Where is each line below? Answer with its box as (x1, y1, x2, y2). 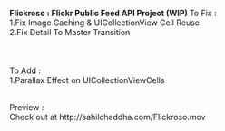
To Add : (9, 65, 42, 76)
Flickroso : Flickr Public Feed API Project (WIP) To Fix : (9, 8, 217, 18)
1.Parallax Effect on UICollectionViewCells (9, 75, 165, 85)
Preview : (9, 102, 44, 112)
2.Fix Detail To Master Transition (9, 27, 131, 37)
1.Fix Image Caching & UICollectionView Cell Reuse (9, 17, 200, 28)
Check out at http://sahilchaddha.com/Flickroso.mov (9, 112, 206, 122)
